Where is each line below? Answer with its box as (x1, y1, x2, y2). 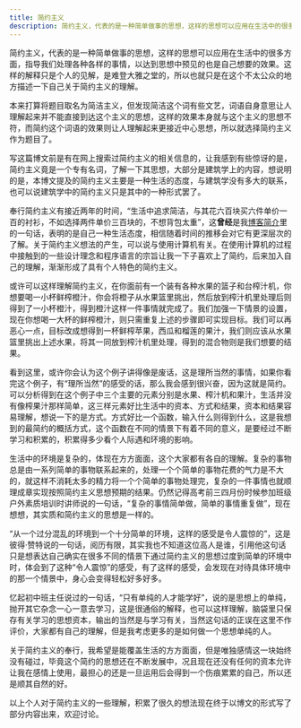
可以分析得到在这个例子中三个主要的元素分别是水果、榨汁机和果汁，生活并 (9, 389, 284, 400)
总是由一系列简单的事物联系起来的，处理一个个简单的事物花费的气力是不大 (9, 464, 284, 475)
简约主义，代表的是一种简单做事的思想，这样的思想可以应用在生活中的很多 (9, 47, 284, 58)
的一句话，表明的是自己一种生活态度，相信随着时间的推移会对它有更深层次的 (9, 228, 292, 238)
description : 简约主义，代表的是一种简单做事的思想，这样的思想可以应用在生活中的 (9, 22, 282, 30)
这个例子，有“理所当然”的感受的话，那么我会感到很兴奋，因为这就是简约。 (16, 377, 291, 388)
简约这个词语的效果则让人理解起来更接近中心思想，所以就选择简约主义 (32, 122, 292, 133)
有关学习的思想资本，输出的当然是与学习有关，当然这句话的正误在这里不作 (16, 614, 292, 625)
